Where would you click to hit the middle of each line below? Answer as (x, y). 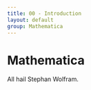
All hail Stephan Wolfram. (43, 79)
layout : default (30, 20)
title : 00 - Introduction (44, 13)
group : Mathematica (35, 26)
